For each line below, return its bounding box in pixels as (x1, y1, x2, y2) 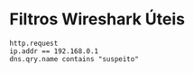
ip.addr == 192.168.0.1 (9, 46, 99, 56)
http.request (9, 39, 59, 48)
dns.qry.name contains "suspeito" (9, 54, 140, 63)
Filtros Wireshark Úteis (9, 9, 186, 30)
